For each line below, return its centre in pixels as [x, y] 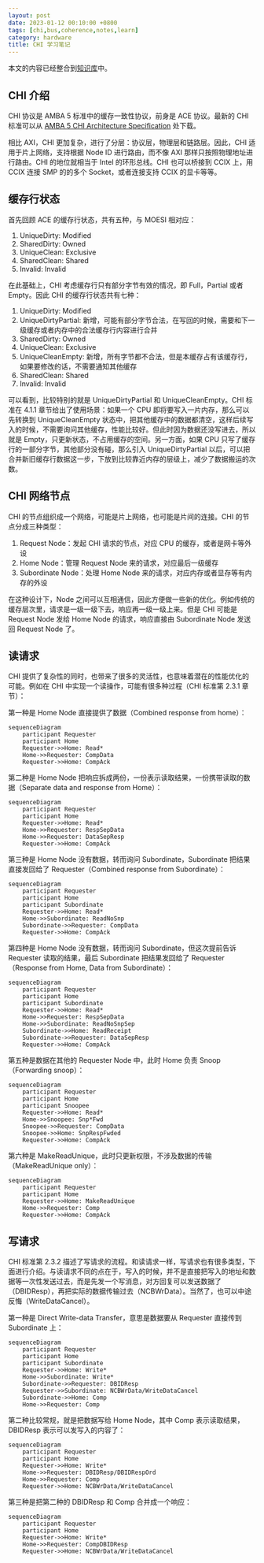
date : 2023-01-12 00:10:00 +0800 [63, 23]
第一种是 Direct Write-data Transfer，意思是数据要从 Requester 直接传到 [125, 1318]
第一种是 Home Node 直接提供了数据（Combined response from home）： [127, 713]
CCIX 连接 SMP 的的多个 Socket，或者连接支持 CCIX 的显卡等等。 [115, 172]
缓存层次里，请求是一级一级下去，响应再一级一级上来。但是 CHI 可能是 [123, 609]
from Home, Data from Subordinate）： [111, 968]
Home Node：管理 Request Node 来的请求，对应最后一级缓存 [119, 562]
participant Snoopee [56, 1106]
